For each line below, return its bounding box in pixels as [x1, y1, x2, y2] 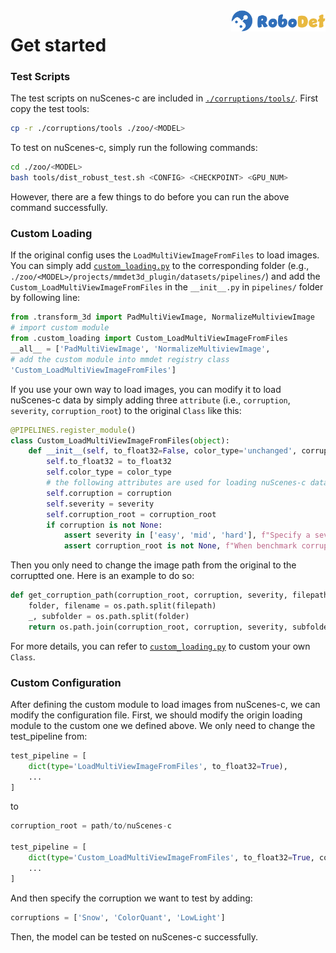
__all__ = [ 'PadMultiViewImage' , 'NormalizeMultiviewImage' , [10, 344, 271, 354]
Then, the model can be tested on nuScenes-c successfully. [10, 930, 259, 943]
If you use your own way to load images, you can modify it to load [10, 383, 282, 395]
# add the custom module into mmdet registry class [10, 354, 230, 364]
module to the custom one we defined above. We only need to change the [10, 719, 316, 731]
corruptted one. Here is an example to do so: [10, 570, 195, 582]
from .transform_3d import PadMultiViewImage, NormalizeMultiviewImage [10, 312, 315, 323]
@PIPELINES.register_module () [10, 425, 137, 435]
